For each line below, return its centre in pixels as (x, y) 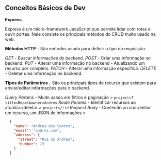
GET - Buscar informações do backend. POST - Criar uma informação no (78, 58)
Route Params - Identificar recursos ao (97, 102)
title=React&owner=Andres (31, 103)
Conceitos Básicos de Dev (45, 8)
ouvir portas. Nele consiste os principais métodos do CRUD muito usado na (80, 34)
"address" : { (27, 135)
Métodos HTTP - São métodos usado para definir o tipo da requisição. (76, 48)
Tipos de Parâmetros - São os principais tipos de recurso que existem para (80, 83)
